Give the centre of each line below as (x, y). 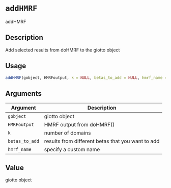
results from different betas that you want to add (102, 141)
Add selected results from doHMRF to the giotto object (63, 50)
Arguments (24, 93)
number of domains (67, 133)
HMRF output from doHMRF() (79, 125)
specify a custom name (72, 150)
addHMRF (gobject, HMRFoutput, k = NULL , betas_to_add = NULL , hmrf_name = (86, 77)
